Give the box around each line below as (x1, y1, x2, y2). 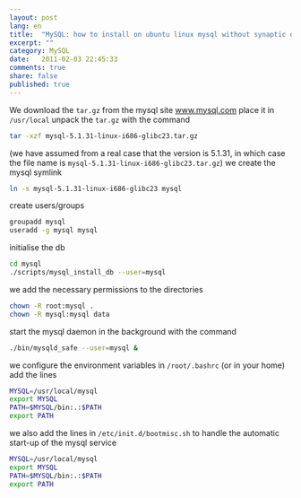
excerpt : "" (9, 38, 54, 48)
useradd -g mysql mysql (9, 226, 99, 235)
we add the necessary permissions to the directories (9, 284, 203, 294)
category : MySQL (9, 47, 70, 56)
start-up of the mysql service (9, 437, 117, 448)
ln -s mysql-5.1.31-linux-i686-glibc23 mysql (9, 184, 182, 193)
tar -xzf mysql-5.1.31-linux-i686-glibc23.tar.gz (9, 131, 199, 140)
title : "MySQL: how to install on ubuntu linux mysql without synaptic (9, 30, 287, 39)
